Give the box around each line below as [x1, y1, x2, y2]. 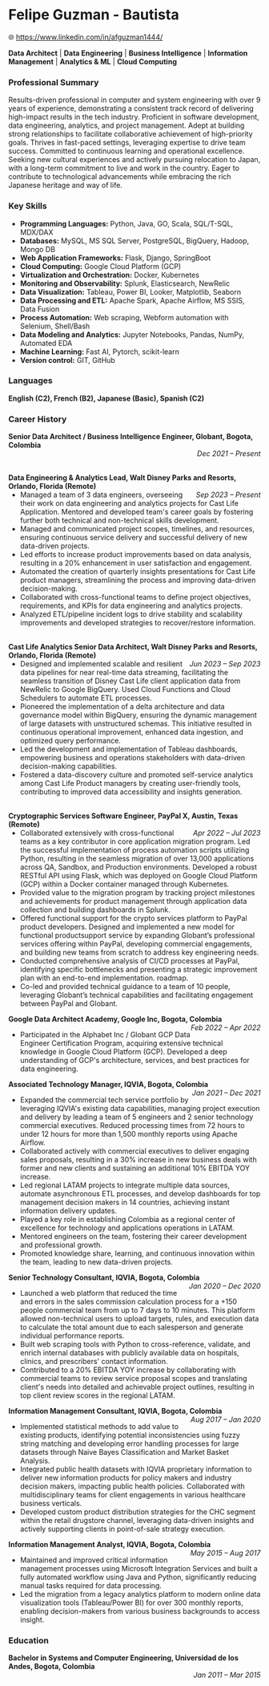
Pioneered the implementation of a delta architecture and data [19, 702, 226, 711]
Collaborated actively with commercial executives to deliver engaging [19, 1146, 250, 1156]
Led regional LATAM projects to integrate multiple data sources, [19, 1180, 231, 1190]
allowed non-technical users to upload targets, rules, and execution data [19, 1314, 259, 1324]
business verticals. [19, 1499, 82, 1509]
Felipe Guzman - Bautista [8, 6, 179, 24]
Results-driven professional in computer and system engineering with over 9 [8, 95, 261, 105]
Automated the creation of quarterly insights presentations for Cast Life [19, 567, 256, 576]
